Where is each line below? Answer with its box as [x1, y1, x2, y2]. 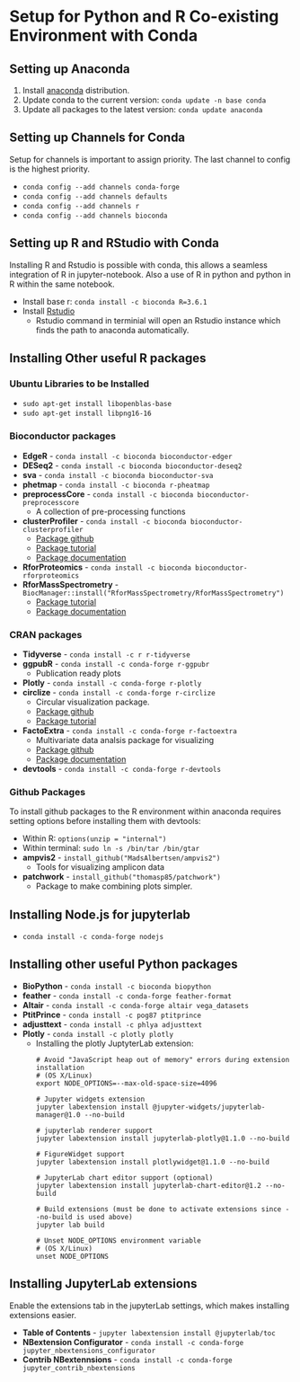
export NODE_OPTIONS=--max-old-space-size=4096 [35, 1078, 217, 1088]
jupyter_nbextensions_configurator [22, 1346, 156, 1355]
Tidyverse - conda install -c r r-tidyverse [22, 649, 190, 660]
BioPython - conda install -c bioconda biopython [22, 980, 212, 991]
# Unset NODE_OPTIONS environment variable [35, 1236, 202, 1245]
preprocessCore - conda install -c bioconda [22, 488, 194, 500]
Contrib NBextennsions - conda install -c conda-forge [22, 1354, 233, 1365]
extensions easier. [9, 1309, 76, 1320]
